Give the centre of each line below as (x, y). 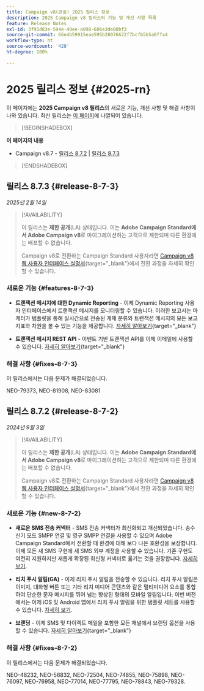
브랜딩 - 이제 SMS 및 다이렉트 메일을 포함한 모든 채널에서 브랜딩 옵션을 (100, 623)
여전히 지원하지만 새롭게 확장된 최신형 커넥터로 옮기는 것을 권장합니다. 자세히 (107, 559)
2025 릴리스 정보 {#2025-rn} (79, 89)
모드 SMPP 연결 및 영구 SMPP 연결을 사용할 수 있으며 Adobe (100, 536)
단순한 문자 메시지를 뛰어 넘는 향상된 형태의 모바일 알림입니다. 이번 (106, 595)
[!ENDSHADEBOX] (44, 166)
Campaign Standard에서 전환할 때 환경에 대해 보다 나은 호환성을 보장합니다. (106, 543)
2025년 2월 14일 (27, 202)
